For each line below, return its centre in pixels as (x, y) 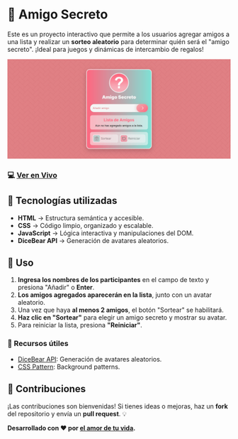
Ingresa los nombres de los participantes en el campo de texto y (113, 280)
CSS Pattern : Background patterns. (69, 367)
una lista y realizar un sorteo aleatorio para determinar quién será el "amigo (119, 41)
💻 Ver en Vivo (33, 175)
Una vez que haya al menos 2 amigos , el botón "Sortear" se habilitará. (121, 310)
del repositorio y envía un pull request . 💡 (67, 413)
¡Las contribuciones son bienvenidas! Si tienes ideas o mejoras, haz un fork (118, 406)
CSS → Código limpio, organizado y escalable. (85, 225)
